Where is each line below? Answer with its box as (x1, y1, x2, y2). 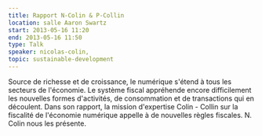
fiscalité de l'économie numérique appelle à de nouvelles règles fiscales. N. (8, 110, 253, 119)
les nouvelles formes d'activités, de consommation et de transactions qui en (8, 94, 255, 103)
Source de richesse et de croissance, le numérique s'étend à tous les (8, 76, 232, 86)
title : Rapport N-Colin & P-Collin (8, 11, 125, 20)
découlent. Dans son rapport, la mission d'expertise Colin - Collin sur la (8, 101, 238, 111)
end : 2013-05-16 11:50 (8, 33, 82, 42)
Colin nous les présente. (8, 119, 86, 128)
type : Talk (8, 41, 44, 49)
